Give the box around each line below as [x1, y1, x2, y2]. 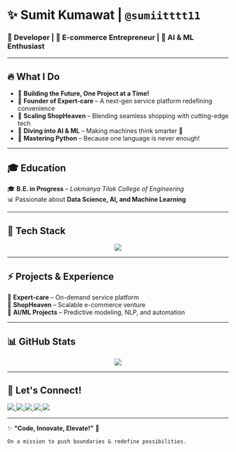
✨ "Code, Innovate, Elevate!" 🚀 [7, 424, 100, 432]
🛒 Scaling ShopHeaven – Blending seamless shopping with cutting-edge [17, 112, 229, 120]
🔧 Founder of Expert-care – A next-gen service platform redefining [17, 97, 213, 105]
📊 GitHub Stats [7, 336, 76, 348]
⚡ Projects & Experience [7, 271, 114, 283]
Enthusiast [7, 41, 45, 51]
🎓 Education [7, 162, 67, 174]
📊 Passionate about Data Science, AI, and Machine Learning [7, 195, 186, 204]
